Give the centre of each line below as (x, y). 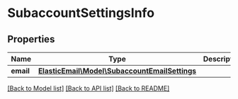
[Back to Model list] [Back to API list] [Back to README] (89, 88)
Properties (31, 39)
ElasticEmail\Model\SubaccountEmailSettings (117, 71)
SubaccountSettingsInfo (81, 13)
